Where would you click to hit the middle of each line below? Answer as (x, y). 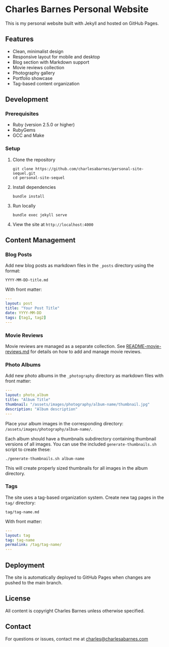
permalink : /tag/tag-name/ (34, 545)
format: (13, 271)
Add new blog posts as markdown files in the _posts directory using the (79, 266)
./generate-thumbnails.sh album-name (45, 459)
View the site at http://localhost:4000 (53, 224)
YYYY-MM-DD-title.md (27, 280)
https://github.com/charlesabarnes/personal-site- (90, 169)
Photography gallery (34, 73)
